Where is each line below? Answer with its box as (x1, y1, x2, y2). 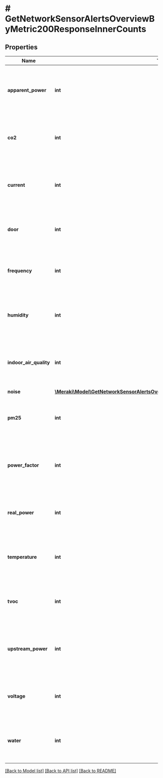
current (7, 182, 25, 188)
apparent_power (7, 87, 47, 93)
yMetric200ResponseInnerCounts (5, 24, 147, 35)
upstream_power (7, 645, 48, 652)
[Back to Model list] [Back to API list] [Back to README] (5, 768, 116, 774)
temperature (7, 554, 37, 560)
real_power (7, 509, 34, 516)
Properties (5, 43, 38, 51)
